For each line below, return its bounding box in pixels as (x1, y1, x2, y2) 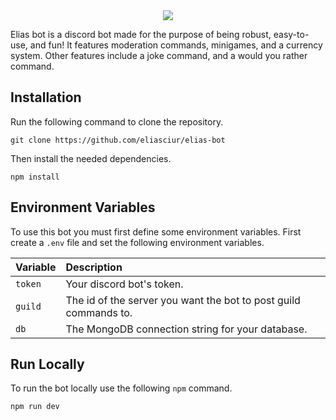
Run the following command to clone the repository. (10, 115, 224, 128)
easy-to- (273, 29, 310, 40)
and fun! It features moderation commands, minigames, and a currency (29, 39, 323, 51)
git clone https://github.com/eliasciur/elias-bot (10, 135, 226, 145)
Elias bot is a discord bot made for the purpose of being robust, (10, 29, 272, 40)
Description (65, 260, 123, 274)
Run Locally (10, 356, 85, 373)
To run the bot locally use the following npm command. (10, 382, 233, 394)
